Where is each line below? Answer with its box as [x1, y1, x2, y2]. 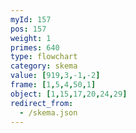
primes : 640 [10, 42, 60, 53]
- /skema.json [19, 107, 78, 118]
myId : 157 [10, 14, 52, 25]
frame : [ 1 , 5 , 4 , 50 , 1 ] [10, 80, 97, 90]
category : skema [10, 61, 78, 71]
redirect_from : [10, 98, 74, 108]
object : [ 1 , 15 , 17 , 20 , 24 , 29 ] [10, 89, 128, 99]
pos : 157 [10, 24, 47, 34]
